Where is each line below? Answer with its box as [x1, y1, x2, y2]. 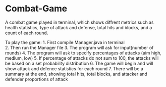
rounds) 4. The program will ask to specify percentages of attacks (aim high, [5, 50, 162, 56]
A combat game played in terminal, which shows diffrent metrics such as [5, 19, 154, 25]
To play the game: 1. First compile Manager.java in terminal [5, 39, 125, 45]
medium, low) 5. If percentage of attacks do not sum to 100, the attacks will [5, 55, 159, 61]
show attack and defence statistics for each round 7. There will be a [5, 65, 144, 72]
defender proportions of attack [5, 76, 68, 82]
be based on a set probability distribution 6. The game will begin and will [5, 60, 154, 66]
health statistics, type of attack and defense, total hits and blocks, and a [5, 24, 152, 30]
